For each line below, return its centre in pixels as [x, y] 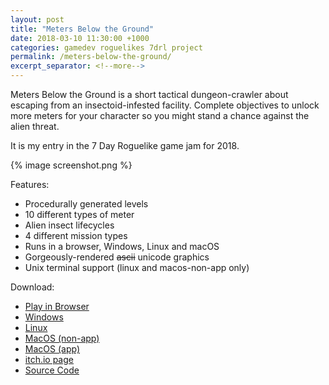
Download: [32, 287]
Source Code [52, 370]
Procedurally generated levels [86, 204]
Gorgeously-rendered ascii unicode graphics [117, 257]
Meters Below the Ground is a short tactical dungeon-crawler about [149, 94]
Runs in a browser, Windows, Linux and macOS [122, 246]
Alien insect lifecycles [69, 225]
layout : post [37, 19]
